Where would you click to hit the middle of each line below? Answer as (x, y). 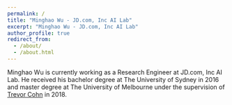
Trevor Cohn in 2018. (37, 94)
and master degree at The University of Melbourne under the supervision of (116, 87)
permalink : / (26, 14)
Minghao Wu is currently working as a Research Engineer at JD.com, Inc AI (115, 72)
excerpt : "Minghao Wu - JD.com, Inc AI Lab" (73, 26)
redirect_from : (29, 40)
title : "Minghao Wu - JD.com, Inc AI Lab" (70, 20)
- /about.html (34, 53)
